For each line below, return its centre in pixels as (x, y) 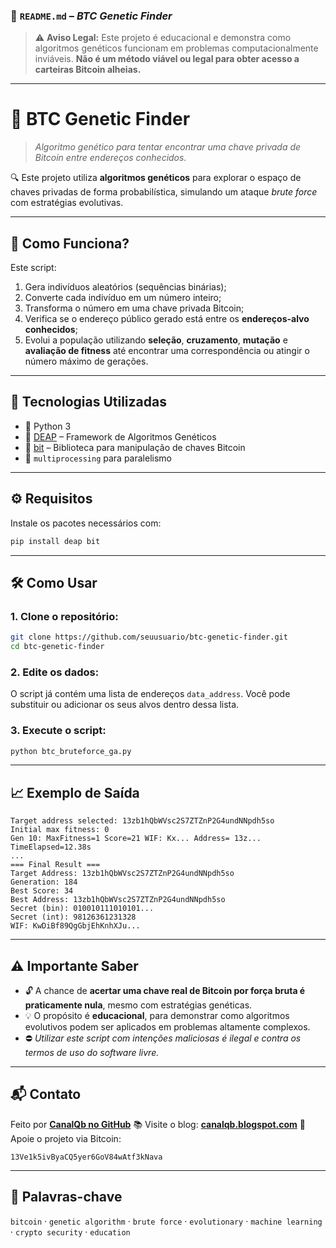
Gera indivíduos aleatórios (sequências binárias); (125, 287)
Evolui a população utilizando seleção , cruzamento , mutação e (156, 340)
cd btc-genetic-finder (57, 647)
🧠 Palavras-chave (66, 1197)
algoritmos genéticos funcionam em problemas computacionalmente (176, 48)
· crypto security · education (70, 1231)
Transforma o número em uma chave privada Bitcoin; (134, 308)
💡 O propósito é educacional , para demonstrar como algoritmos (157, 1016)
